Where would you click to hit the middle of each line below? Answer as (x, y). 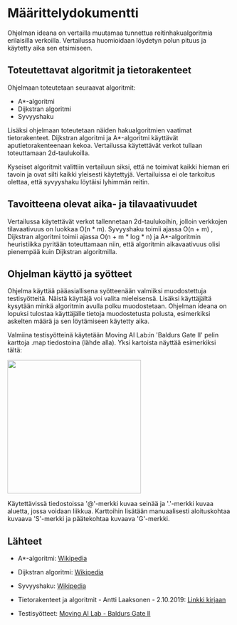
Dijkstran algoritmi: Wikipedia (60, 572)
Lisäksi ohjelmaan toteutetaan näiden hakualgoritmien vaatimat (100, 130)
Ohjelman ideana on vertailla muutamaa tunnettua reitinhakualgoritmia (110, 33)
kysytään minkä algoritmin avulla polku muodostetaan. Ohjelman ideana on (117, 306)
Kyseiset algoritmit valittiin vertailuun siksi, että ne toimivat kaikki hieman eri (118, 167)
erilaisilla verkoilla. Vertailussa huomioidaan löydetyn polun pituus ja (107, 40)
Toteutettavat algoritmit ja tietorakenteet (100, 70)
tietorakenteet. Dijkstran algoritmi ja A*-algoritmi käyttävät (93, 137)
